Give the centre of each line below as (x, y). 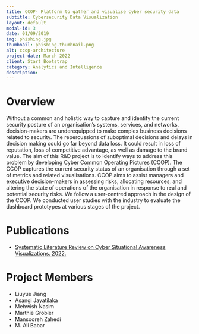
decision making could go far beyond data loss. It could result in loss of (94, 144)
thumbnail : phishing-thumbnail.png (50, 45)
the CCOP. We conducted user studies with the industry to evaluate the (93, 200)
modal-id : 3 (21, 28)
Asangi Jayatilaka (36, 300)
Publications (38, 231)
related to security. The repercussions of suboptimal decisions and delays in (99, 137)
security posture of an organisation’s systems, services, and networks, (93, 125)
